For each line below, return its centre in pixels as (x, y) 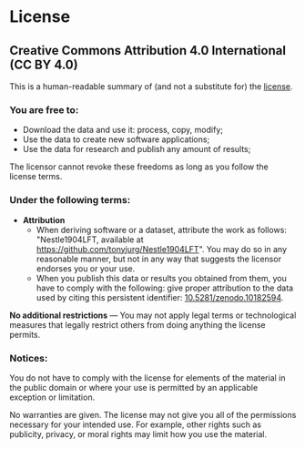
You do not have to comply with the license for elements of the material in (147, 378)
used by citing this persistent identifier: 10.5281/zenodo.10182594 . (160, 297)
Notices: (29, 358)
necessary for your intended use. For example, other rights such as (136, 424)
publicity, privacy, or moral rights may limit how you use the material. (138, 434)
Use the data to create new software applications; (116, 139)
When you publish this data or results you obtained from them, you (161, 278)
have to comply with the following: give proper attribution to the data (165, 288)
